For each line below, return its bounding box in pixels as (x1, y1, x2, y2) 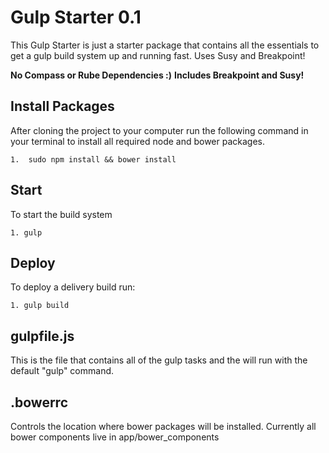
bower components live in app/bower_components (10, 431, 220, 443)
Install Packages (10, 98, 115, 115)
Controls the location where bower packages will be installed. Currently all (10, 421, 317, 432)
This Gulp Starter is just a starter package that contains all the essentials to (10, 39, 320, 51)
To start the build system (10, 208, 113, 220)
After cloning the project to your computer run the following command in (10, 124, 309, 136)
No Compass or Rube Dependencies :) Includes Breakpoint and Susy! (10, 69, 305, 81)
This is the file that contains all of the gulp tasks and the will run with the (10, 354, 308, 366)
